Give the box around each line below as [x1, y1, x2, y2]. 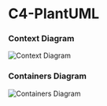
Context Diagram [8, 33, 75, 44]
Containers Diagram [8, 70, 87, 81]
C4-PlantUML [8, 5, 100, 23]
